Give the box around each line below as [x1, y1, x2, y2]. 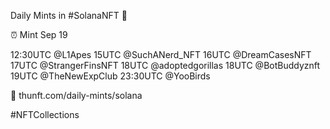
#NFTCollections [10, 109, 80, 120]
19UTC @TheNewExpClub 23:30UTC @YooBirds [10, 70, 211, 82]
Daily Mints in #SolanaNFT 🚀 [10, 10, 128, 21]
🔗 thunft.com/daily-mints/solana [10, 90, 143, 101]
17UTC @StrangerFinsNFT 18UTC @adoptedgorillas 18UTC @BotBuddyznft [10, 60, 321, 71]
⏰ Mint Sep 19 [10, 29, 68, 40]
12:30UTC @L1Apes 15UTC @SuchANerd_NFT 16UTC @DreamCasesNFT [10, 49, 312, 60]
